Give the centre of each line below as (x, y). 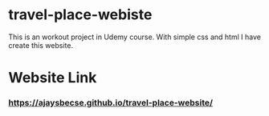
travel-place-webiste (80, 15)
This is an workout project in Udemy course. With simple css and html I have (134, 37)
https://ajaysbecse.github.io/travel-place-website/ (111, 103)
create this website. (41, 45)
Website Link (53, 78)
